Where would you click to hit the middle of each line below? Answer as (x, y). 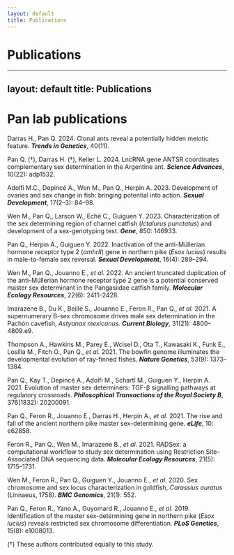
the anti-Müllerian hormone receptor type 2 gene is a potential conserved (112, 280)
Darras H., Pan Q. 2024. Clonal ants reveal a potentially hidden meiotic (108, 138)
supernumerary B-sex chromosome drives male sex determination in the (111, 316)
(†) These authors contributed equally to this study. (81, 544)
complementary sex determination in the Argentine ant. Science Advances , (116, 166)
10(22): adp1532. (31, 174)
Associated (23, 459)
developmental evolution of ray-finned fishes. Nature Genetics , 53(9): (108, 359)
